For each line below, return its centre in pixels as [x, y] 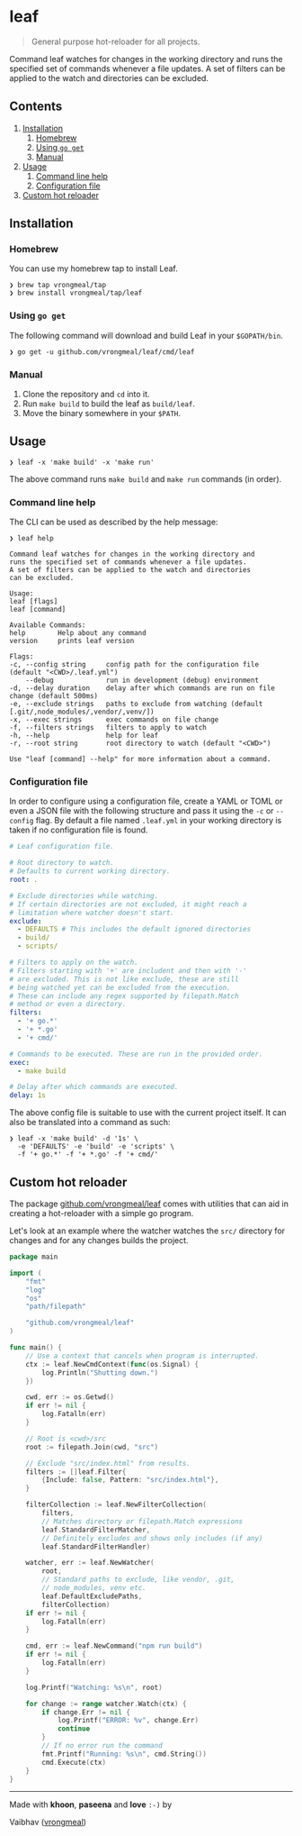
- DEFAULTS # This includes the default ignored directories [134, 930]
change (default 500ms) [54, 696]
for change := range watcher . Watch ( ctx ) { [106, 1704]
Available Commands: [48, 625]
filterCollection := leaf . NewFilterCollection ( [116, 1505]
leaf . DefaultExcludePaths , [92, 1596]
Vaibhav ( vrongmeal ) [48, 1822]
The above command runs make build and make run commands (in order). [146, 478]
